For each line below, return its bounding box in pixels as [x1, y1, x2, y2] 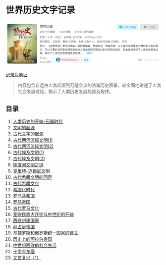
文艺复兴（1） [12, 255, 41, 261]
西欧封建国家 [12, 217, 39, 223]
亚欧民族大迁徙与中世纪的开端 [12, 211, 74, 217]
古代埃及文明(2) [12, 156, 45, 161]
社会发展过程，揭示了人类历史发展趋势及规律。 [17, 89, 113, 95]
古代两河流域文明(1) [12, 137, 53, 143]
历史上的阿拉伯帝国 [12, 236, 53, 242]
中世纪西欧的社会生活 [12, 242, 56, 248]
